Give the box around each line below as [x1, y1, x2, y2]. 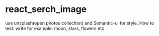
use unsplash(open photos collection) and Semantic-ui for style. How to [5, 20, 154, 26]
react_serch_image [5, 3, 87, 15]
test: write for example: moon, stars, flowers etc [5, 25, 105, 31]
